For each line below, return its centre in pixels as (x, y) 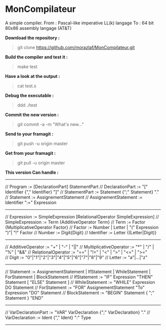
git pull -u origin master (41, 163)
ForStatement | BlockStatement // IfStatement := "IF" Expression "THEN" (79, 277)
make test (27, 66)
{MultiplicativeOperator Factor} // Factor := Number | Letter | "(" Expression (82, 227)
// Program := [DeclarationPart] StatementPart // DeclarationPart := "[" (77, 187)
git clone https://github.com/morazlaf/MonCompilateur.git (76, 47)
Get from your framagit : (30, 153)
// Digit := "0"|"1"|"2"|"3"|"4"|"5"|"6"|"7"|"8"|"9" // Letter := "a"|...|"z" (76, 257)
